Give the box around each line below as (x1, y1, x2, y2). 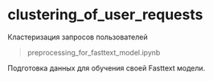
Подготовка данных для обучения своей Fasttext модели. (7, 63, 206, 73)
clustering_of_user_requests (7, 6, 203, 24)
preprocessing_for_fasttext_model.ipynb (27, 47, 161, 57)
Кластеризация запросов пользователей (7, 32, 148, 42)
